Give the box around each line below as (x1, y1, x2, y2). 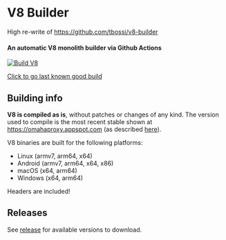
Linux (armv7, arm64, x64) (17, 152, 93, 160)
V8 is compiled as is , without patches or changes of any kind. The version (7, 110, 220, 119)
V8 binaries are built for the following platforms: (7, 138, 143, 146)
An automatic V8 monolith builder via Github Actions (7, 43, 162, 52)
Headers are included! (7, 187, 70, 195)
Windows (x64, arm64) (17, 174, 84, 182)
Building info (7, 92, 64, 104)
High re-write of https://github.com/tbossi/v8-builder (7, 28, 158, 36)
